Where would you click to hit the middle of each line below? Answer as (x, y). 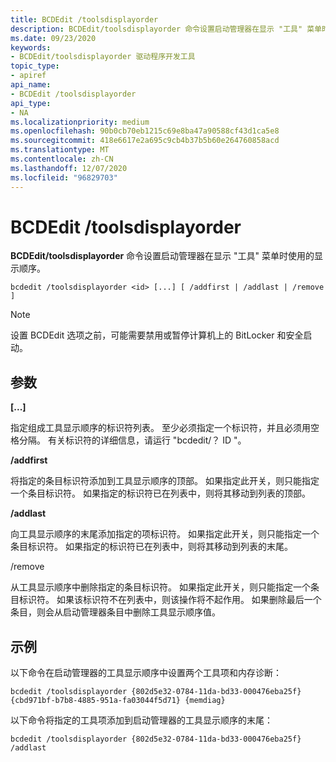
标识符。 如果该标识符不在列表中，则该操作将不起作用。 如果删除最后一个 (170, 600)
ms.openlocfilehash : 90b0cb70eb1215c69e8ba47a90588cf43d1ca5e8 (145, 131)
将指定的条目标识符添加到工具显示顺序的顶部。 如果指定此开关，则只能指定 (165, 481)
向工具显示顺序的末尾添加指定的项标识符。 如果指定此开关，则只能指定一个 (165, 534)
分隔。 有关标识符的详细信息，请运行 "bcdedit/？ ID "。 (132, 440)
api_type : (31, 103)
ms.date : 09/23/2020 (53, 38)
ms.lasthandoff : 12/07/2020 (69, 168)
